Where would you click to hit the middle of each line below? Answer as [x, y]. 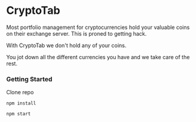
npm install [21, 103]
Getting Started [29, 79]
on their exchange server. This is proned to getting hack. [77, 33]
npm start [19, 114]
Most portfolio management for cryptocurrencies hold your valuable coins [98, 27]
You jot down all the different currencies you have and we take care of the [98, 57]
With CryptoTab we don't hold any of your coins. [66, 45]
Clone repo [20, 92]
